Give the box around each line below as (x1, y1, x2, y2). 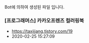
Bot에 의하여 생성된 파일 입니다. (4, 4, 65, 10)
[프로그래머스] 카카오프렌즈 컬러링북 (4, 17, 84, 24)
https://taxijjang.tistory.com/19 (11, 28, 73, 34)
